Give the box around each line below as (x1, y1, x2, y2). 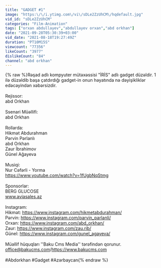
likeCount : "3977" (5, 49, 43, 54)
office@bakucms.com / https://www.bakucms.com (5, 247, 107, 253)
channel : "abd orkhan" (5, 58, 52, 63)
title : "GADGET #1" (5, 7, 46, 12)
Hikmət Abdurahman (5, 130, 48, 136)
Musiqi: (5, 162, 20, 168)
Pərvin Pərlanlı (5, 135, 35, 141)
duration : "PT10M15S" (5, 40, 50, 45)
